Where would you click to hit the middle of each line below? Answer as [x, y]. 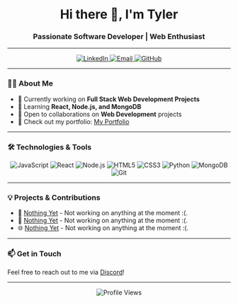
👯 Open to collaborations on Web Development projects [100, 114]
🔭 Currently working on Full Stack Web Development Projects [109, 99]
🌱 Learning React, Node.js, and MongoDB [79, 106]
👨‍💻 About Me [30, 84]
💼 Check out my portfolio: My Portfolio [73, 121]
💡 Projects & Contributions [54, 198]
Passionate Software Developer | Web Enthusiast [119, 37]
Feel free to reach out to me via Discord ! [66, 272]
